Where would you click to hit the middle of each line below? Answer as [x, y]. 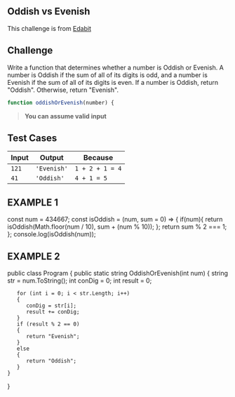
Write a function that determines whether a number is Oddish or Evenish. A [116, 67]
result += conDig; [53, 311]
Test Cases [32, 138]
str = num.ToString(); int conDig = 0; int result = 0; [80, 281]
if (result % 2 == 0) [48, 324]
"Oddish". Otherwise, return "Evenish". [63, 90]
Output [52, 158]
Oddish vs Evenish [49, 12]
